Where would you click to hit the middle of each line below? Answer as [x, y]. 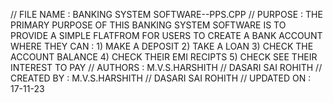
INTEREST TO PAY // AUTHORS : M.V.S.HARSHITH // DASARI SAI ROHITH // [166, 67]
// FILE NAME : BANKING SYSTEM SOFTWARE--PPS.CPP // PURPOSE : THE [166, 14]
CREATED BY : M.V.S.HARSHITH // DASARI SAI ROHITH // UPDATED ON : [161, 78]
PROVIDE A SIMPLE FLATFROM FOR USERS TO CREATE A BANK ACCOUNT [166, 35]
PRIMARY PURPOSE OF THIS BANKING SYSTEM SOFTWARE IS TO [148, 25]
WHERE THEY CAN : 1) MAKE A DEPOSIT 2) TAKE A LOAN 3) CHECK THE [162, 46]
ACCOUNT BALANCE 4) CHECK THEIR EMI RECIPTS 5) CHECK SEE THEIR [164, 57]
